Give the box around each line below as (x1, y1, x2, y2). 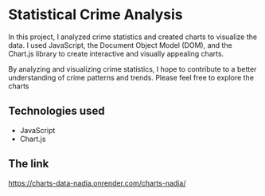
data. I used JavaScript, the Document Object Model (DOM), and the (8, 40, 232, 49)
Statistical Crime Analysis (8, 6, 183, 24)
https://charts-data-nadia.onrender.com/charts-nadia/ (8, 178, 186, 188)
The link (8, 157, 49, 171)
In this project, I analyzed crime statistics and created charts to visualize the (8, 32, 257, 41)
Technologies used (8, 104, 105, 118)
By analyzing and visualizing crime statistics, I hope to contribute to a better (8, 64, 257, 73)
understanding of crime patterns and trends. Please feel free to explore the (8, 73, 255, 82)
